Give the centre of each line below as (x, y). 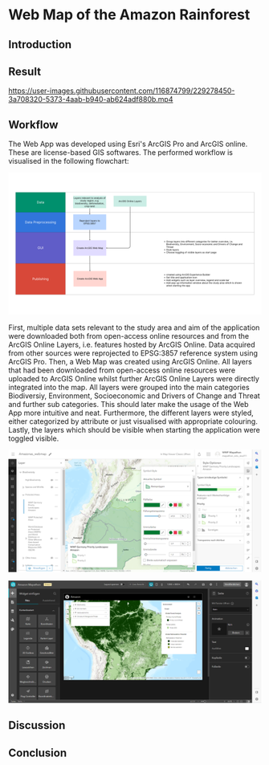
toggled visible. (34, 438)
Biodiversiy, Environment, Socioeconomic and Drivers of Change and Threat (134, 396)
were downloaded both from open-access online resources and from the (129, 336)
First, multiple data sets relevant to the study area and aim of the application (134, 328)
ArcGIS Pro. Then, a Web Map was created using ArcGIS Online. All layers (130, 361)
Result (25, 71)
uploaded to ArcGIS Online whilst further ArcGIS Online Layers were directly (134, 378)
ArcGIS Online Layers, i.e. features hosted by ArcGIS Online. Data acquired (132, 344)
